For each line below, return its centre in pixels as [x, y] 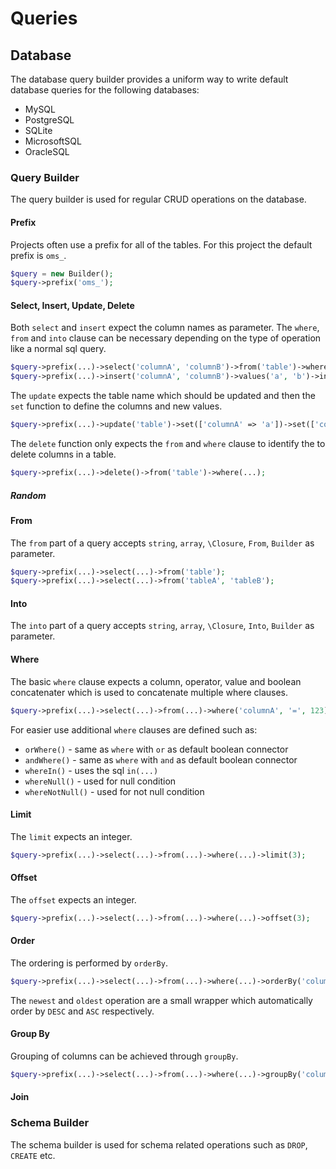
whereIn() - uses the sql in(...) [91, 770]
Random [28, 495]
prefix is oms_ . [38, 255]
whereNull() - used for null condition [100, 781]
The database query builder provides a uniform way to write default [149, 79]
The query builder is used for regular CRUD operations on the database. [158, 199]
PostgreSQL [49, 120]
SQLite [38, 130]
